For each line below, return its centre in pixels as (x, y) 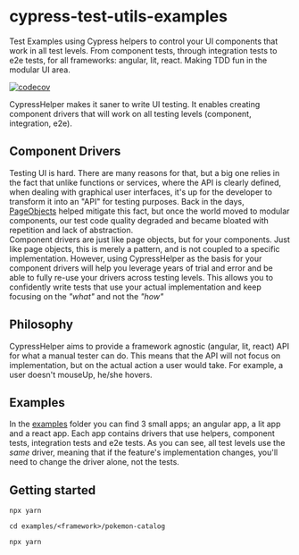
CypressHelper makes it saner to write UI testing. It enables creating (135, 104)
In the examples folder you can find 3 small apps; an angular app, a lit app (145, 424)
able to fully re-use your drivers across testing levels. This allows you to (141, 277)
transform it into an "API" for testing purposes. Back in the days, (127, 201)
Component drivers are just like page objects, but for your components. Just (149, 240)
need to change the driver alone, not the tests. (95, 462)
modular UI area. (40, 70)
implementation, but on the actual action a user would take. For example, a (146, 365)
